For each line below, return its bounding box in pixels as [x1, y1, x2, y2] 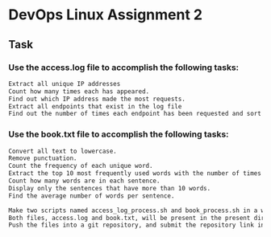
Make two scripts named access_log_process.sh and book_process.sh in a [8, 206, 258, 215]
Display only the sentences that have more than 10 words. [8, 184, 211, 192]
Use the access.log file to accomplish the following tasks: [8, 62, 240, 73]
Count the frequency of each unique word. [8, 162, 153, 170]
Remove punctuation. [8, 154, 78, 162]
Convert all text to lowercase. [8, 147, 117, 155]
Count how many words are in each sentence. [8, 177, 161, 186]
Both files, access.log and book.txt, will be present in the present [8, 214, 251, 222]
